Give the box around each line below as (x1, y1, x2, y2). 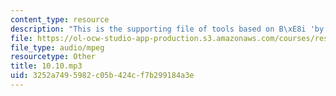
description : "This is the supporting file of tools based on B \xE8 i (10, 24, 307, 34)
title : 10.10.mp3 (10, 61, 83, 71)
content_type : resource (10, 14, 110, 25)
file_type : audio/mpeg (10, 42, 105, 53)
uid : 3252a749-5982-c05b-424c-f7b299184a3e (10, 71, 195, 81)
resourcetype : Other (10, 52, 97, 62)
